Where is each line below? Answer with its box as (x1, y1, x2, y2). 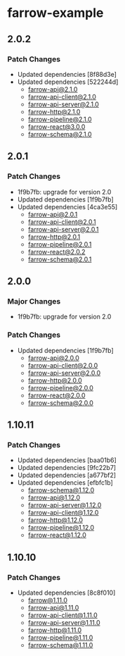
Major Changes (7, 296, 61, 306)
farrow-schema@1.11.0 (27, 640, 93, 649)
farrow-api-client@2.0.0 (27, 361, 98, 369)
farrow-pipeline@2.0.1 (27, 240, 92, 248)
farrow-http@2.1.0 (27, 107, 81, 116)
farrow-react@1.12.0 (27, 531, 86, 540)
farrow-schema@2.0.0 (27, 398, 93, 407)
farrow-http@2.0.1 (27, 233, 81, 241)
